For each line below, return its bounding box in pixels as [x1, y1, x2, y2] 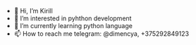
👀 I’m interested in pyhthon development [13, 14, 132, 22]
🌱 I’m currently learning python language [13, 22, 133, 30]
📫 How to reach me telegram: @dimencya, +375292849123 [13, 30, 189, 38]
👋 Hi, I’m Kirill [13, 7, 53, 15]
